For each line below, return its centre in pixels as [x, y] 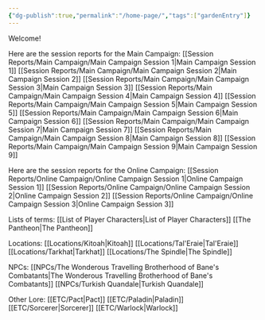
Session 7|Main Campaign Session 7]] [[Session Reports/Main [110, 129]
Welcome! [25, 38]
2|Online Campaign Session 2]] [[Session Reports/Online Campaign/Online [131, 195]
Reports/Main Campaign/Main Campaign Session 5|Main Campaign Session [132, 104]
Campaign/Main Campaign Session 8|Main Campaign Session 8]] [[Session [132, 138]
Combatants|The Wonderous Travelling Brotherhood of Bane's [111, 276]
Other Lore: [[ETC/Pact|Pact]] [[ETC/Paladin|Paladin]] [96, 299]
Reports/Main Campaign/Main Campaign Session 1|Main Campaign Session [132, 62]
